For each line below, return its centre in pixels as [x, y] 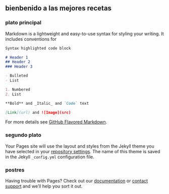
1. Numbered [18, 89]
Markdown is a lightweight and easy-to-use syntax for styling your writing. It [84, 34]
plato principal [23, 23]
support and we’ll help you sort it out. [44, 186]
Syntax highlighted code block [38, 48]
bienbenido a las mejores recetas [59, 8]
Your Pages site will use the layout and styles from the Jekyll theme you [80, 146]
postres [15, 170]
